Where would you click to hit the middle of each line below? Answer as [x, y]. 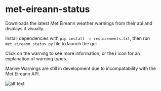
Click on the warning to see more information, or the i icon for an [73, 53]
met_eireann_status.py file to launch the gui [51, 43]
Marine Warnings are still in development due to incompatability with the [80, 68]
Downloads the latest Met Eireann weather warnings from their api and [79, 23]
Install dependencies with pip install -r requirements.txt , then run [78, 38]
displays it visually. [25, 28]
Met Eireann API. [23, 73]
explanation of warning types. [36, 58]
